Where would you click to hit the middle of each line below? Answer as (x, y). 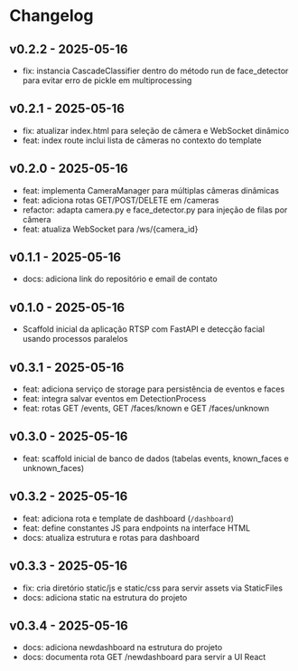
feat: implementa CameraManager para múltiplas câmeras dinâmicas (151, 190)
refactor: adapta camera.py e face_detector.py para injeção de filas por (155, 210)
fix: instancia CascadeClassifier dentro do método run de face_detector (155, 71)
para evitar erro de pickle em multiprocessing (107, 80)
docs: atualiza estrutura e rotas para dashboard (111, 537)
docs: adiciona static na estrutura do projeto (105, 597)
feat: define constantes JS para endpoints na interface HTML (136, 528)
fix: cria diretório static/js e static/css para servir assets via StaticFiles (152, 588)
